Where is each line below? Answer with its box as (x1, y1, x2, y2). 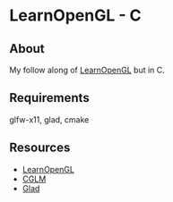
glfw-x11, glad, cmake (9, 114, 90, 125)
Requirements (9, 90, 90, 105)
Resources (9, 140, 71, 156)
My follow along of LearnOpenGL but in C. (9, 64, 166, 75)
